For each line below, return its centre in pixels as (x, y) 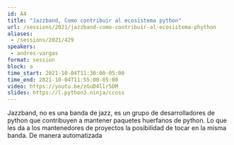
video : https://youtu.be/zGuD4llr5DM (63, 86)
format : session (31, 60)
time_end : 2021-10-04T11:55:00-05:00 (63, 80)
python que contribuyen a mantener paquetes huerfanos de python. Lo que (117, 120)
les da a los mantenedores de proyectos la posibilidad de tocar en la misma (117, 128)
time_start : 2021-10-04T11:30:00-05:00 (66, 73)
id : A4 (17, 14)
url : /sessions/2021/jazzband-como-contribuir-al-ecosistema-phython (112, 27)
